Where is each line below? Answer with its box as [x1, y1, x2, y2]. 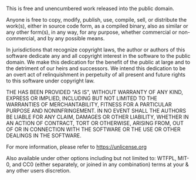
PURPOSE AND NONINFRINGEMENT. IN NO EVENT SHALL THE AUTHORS [6, 108, 187, 114]
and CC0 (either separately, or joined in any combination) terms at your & [12, 161, 189, 168]
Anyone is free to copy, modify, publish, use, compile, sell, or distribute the [6, 16, 187, 23]
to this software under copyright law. [6, 77, 95, 84]
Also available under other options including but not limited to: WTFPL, [6, 155, 177, 161]
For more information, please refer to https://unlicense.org [6, 143, 147, 150]
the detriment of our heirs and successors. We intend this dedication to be [6, 65, 186, 72]
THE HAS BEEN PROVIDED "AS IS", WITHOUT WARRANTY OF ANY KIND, [6, 89, 184, 95]
